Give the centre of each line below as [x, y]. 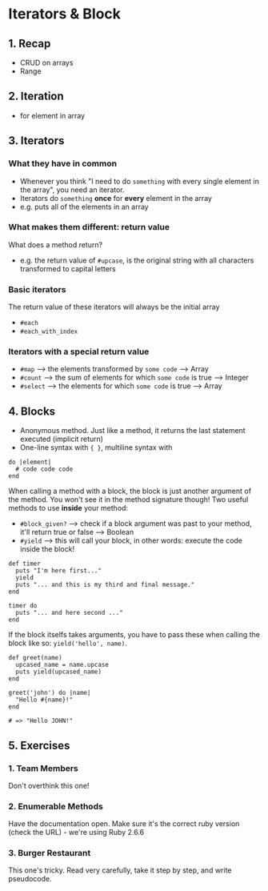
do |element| [30, 462]
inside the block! [47, 549]
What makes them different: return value [89, 227]
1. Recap [30, 44]
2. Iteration [36, 96]
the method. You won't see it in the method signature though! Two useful [128, 500]
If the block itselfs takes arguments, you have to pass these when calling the [134, 635]
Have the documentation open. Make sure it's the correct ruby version [124, 824]
